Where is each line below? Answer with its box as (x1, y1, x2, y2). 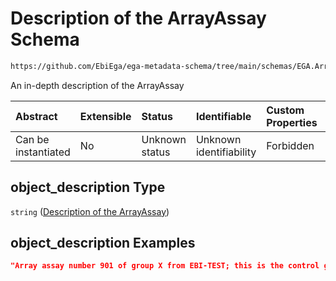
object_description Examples (10, 235, 196, 252)
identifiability (195, 145, 257, 159)
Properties (266, 115, 318, 129)
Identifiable (195, 109, 252, 123)
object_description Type (10, 179, 166, 196)
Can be (15, 132, 50, 146)
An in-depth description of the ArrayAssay (10, 79, 185, 91)
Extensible (79, 109, 132, 123)
